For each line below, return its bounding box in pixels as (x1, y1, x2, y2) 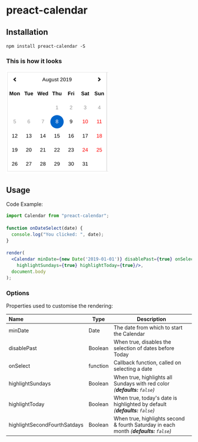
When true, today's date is (114, 394, 177, 401)
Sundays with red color (114, 380, 170, 387)
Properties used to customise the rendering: (6, 302, 113, 309)
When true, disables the (114, 338, 171, 345)
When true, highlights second (114, 415, 185, 422)
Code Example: (6, 201, 43, 208)
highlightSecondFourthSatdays (8, 421, 84, 428)
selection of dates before (114, 345, 175, 352)
